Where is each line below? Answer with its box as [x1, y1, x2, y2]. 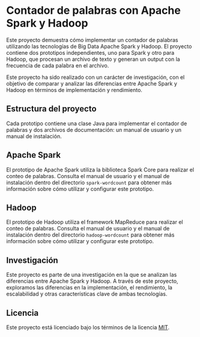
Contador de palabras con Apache [6, 4, 181, 17]
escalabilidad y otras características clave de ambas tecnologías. [6, 290, 168, 298]
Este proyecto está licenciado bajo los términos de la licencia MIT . [6, 324, 170, 331]
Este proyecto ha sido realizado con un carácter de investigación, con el [6, 73, 185, 81]
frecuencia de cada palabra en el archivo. [6, 61, 109, 69]
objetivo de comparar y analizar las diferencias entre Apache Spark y [6, 79, 177, 87]
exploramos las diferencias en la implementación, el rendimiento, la [6, 284, 173, 291]
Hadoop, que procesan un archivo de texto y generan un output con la [6, 55, 180, 63]
